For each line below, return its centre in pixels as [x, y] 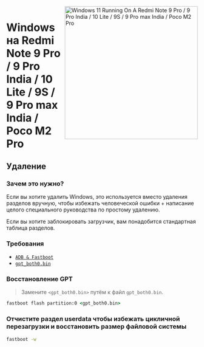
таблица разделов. [31, 228]
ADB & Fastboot [34, 258]
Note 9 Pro [33, 53]
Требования [25, 244]
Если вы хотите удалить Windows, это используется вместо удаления [97, 196]
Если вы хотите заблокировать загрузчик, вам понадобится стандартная [101, 221]
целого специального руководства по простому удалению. [83, 210]
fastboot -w [21, 339]
